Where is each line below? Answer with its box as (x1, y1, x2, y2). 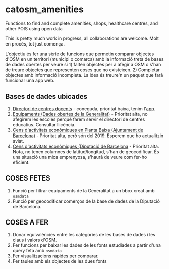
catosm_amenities (5, 4, 84, 15)
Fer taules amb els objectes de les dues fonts (12, 258, 107, 264)
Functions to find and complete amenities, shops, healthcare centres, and (5, 20, 158, 26)
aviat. (12, 138, 24, 144)
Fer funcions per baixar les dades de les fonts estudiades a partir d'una (12, 242, 161, 248)
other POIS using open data (5, 25, 63, 31)
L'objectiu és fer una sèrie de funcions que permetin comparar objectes (5, 51, 154, 57)
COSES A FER (5, 218, 49, 227)
